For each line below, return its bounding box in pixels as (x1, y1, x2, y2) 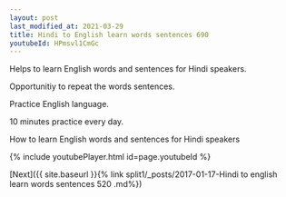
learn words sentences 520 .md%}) (9, 179, 143, 190)
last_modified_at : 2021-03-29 (9, 22, 124, 31)
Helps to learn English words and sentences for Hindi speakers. (9, 64, 247, 74)
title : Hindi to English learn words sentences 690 (9, 30, 209, 39)
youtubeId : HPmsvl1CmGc (9, 38, 100, 48)
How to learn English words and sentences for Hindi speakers (9, 133, 241, 145)
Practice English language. (9, 99, 109, 110)
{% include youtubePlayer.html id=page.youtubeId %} (9, 152, 212, 163)
